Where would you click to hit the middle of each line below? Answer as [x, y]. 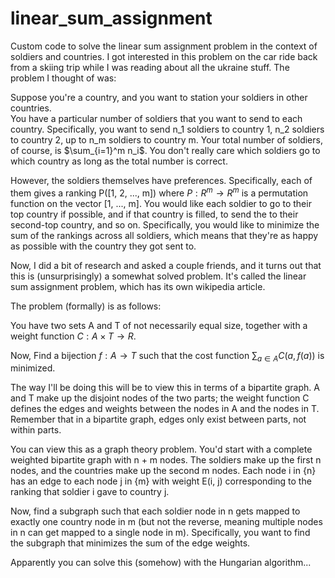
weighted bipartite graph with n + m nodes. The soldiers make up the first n [166, 460]
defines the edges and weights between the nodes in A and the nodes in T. [165, 409]
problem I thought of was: [63, 78]
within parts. [36, 430]
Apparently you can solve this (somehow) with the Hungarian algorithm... [161, 563]
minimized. [33, 368]
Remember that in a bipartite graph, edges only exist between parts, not [158, 419]
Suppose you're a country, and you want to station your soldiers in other [159, 97]
